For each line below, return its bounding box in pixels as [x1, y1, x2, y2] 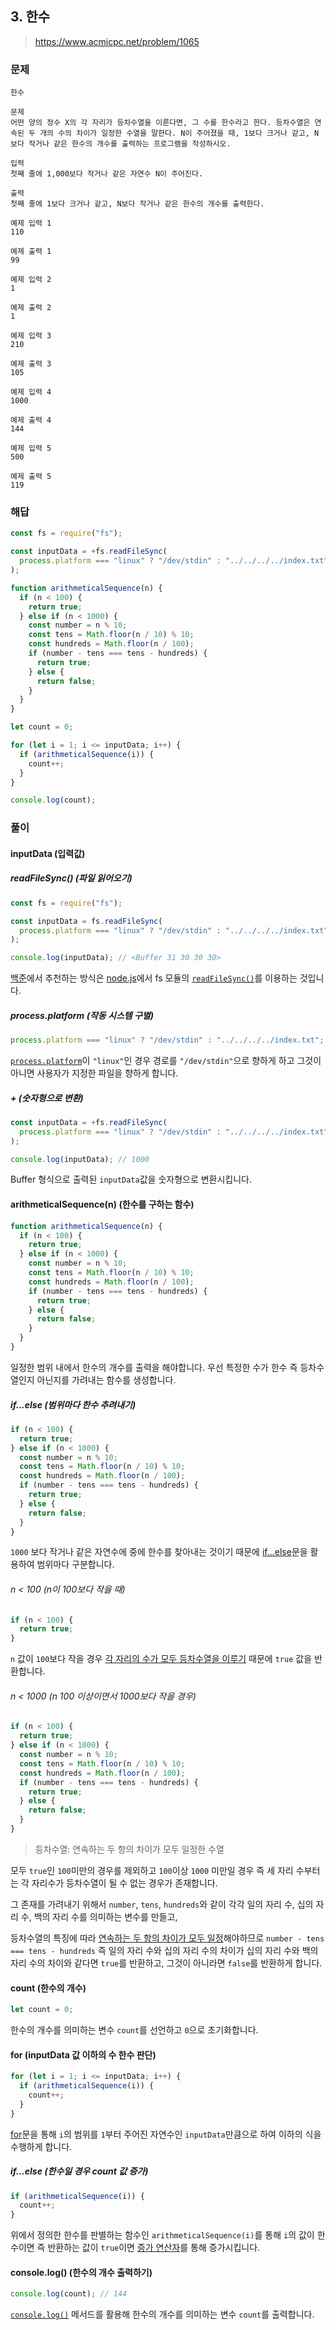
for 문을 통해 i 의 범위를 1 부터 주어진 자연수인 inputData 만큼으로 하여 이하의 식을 [10, 2128, 322, 2140]
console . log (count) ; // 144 [10, 2289, 128, 2299]
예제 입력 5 [10, 443, 52, 454]
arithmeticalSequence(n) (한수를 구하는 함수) [10, 1198, 195, 1211]
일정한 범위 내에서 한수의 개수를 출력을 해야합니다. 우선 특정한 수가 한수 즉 [10, 1361, 298, 1373]
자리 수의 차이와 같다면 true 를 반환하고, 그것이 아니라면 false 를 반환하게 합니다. [10, 1957, 323, 1969]
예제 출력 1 [10, 247, 52, 257]
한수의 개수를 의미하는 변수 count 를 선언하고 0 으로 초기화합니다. [10, 2023, 259, 2036]
